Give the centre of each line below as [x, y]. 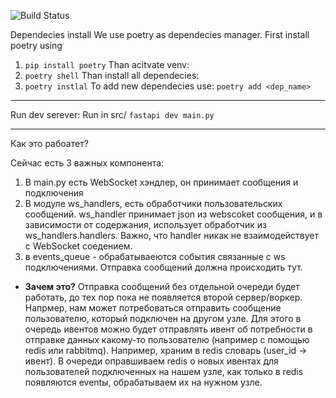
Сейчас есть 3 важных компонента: [87, 163]
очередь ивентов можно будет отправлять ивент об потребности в [168, 329]
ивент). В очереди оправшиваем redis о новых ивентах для [151, 361]
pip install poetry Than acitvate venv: [107, 64]
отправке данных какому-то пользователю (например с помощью [167, 339]
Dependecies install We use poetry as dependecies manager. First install [160, 34]
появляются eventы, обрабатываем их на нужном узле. [143, 382]
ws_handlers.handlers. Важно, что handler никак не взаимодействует [172, 235]
